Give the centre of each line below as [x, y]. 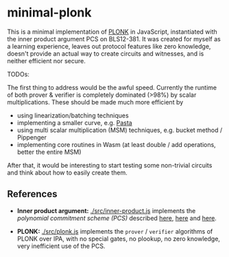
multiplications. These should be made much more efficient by [95, 102]
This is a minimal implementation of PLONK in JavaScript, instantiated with [112, 32]
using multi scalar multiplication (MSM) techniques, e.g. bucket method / [120, 130]
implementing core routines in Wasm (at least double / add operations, [116, 144]
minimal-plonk [49, 13]
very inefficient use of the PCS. [61, 246]
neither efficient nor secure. [46, 60]
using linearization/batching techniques [73, 115]
